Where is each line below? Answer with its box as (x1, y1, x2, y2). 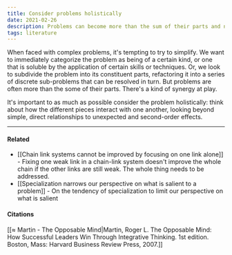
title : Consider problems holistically (7, 10, 122, 17)
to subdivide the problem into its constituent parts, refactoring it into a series (7, 70, 225, 79)
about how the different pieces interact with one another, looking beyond (7, 105, 215, 114)
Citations (7, 210, 35, 218)
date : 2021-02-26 (7, 17, 57, 23)
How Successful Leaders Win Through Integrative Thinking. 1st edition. (7, 232, 209, 241)
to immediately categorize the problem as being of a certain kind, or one (7, 56, 213, 64)
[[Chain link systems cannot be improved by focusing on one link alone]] (17, 150, 224, 159)
